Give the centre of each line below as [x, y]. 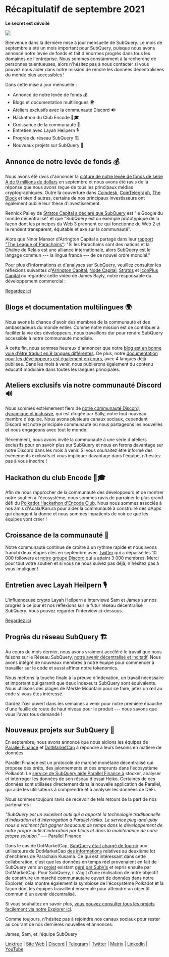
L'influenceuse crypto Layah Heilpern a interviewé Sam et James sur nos [81, 600]
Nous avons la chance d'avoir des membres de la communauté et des [78, 322]
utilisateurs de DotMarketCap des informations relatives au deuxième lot [80, 851]
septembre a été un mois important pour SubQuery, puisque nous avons [80, 48]
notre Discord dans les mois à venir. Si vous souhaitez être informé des [79, 450]
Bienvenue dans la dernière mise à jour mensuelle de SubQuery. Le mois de [84, 42]
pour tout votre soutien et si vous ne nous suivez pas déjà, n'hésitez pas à [82, 563]
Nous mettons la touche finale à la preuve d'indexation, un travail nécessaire [84, 678]
